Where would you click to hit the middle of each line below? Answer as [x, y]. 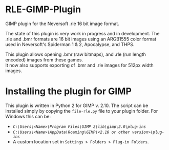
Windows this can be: [28, 116]
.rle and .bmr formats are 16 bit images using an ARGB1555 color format [81, 39]
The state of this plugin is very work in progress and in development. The [82, 33]
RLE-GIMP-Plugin [43, 9]
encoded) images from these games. [44, 59]
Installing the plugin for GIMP [69, 91]
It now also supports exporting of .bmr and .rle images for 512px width [79, 65]
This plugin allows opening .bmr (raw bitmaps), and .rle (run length [76, 54]
